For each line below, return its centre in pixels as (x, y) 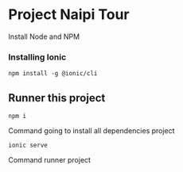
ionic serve (28, 145)
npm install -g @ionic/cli (53, 74)
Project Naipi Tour (69, 15)
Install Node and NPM (44, 36)
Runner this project (57, 98)
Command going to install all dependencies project (91, 131)
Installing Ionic (37, 57)
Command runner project (50, 160)
